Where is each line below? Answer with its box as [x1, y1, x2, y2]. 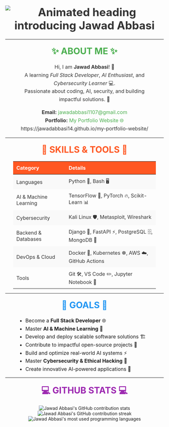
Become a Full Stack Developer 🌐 [25, 317, 107, 324]
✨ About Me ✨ [51, 45, 118, 57]
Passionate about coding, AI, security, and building [24, 88, 145, 95]
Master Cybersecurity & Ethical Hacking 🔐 [25, 358, 127, 365]
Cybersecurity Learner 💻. [53, 80, 116, 87]
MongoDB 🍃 [68, 237, 97, 244]
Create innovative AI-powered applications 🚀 [25, 365, 131, 372]
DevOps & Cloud [16, 253, 55, 260]
